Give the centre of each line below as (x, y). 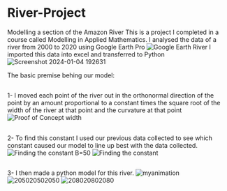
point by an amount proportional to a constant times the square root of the (114, 103)
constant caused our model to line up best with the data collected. (102, 145)
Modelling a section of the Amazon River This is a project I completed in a (113, 32)
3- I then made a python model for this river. (71, 173)
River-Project (46, 13)
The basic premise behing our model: (61, 75)
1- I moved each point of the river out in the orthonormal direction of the (111, 95)
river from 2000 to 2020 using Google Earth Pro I (109, 47)
